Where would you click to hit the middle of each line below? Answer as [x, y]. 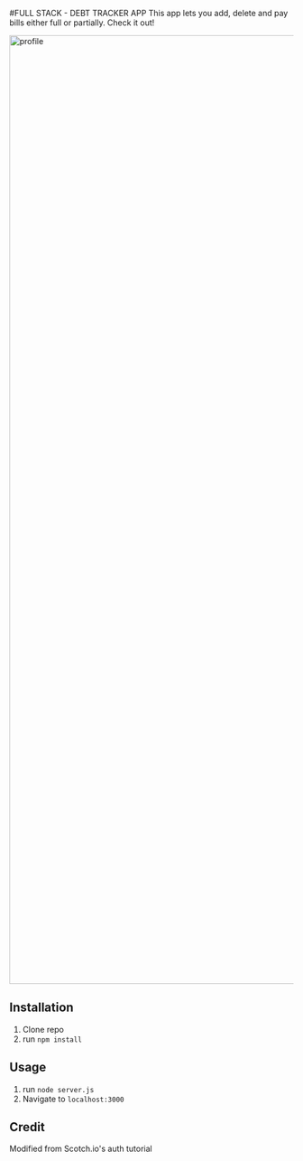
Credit [27, 1127]
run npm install [52, 1039]
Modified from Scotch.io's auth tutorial [81, 1149]
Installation [41, 1008]
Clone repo [43, 1029]
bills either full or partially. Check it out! [82, 23]
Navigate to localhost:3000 [73, 1099]
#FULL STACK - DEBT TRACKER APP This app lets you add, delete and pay [149, 13]
